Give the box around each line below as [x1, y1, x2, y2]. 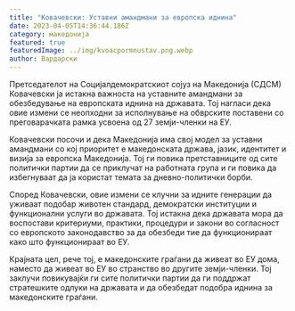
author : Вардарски [9, 54, 78, 63]
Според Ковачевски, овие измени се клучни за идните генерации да [9, 189, 273, 200]
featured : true [9, 37, 66, 47]
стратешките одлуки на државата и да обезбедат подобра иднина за [9, 282, 274, 292]
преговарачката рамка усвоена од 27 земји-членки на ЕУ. [9, 117, 232, 127]
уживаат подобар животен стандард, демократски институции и [9, 199, 257, 209]
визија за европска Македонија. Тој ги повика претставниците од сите [9, 153, 278, 163]
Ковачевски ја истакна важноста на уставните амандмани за [9, 88, 243, 99]
